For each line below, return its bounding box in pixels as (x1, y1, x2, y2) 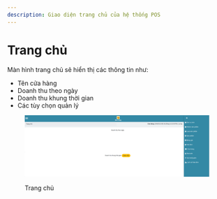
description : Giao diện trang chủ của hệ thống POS (7, 11, 160, 18)
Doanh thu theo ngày (17, 86, 78, 94)
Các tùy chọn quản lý (17, 101, 79, 110)
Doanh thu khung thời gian (17, 94, 94, 102)
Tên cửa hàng (17, 79, 57, 87)
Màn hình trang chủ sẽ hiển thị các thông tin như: (7, 65, 149, 73)
